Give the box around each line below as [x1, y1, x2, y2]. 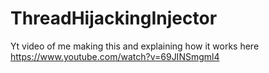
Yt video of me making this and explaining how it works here [10, 40, 260, 52]
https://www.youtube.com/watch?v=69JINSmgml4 [10, 50, 220, 62]
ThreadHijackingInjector [10, 7, 218, 30]
